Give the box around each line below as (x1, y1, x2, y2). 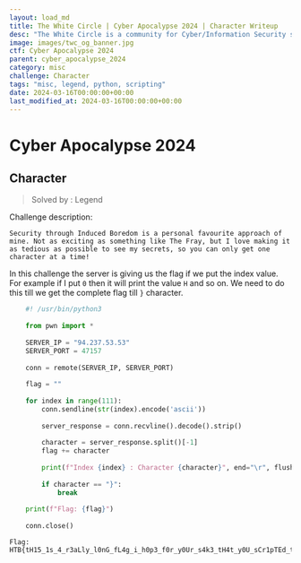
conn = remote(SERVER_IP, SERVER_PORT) (25, 363, 175, 372)
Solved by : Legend (30, 195, 103, 205)
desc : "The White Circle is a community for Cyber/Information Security (9, 30, 287, 39)
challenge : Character (9, 72, 90, 81)
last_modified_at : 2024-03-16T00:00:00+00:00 (9, 96, 182, 106)
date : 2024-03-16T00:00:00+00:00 (9, 88, 134, 97)
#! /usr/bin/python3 (25, 305, 102, 314)
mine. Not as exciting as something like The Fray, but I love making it (9, 237, 291, 247)
